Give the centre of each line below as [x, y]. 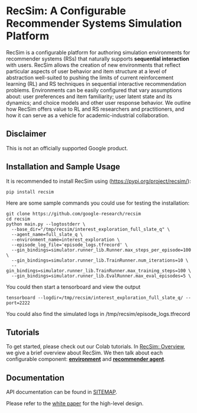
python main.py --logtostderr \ [46, 224]
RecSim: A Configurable [66, 11]
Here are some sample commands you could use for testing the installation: [98, 203]
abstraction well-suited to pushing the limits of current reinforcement [90, 78]
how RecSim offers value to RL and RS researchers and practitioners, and [95, 109]
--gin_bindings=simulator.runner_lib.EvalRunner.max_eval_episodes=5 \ [101, 276]
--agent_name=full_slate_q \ [47, 234]
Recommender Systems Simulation [94, 23]
